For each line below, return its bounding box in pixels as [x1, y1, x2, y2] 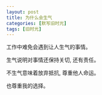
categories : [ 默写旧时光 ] [6, 20, 67, 26]
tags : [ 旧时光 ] [6, 26, 42, 32]
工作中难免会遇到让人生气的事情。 [6, 43, 91, 51]
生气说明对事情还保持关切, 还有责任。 [6, 56, 100, 64]
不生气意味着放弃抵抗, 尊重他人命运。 [6, 69, 100, 77]
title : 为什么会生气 [6, 15, 53, 21]
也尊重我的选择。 [6, 82, 49, 90]
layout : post [6, 9, 39, 15]
